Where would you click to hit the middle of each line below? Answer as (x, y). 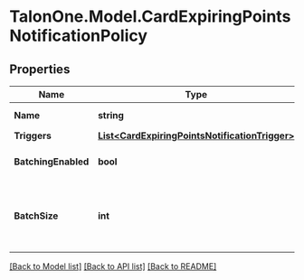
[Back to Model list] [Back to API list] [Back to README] (113, 266)
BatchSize (36, 216)
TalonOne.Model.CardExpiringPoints (150, 17)
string (111, 115)
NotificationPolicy (78, 36)
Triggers (33, 135)
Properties (40, 69)
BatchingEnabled (52, 162)
